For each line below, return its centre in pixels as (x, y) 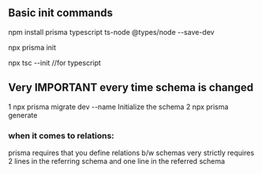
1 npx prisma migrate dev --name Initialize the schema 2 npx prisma (118, 107)
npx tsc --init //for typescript (54, 62)
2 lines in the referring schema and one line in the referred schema (117, 161)
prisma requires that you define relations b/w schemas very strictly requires (131, 153)
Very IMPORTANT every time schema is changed (131, 87)
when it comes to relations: (61, 135)
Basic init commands (60, 13)
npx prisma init (32, 47)
